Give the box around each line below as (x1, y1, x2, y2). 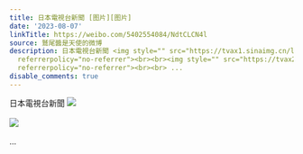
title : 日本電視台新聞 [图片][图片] (9, 13, 133, 23)
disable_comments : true (9, 72, 99, 81)
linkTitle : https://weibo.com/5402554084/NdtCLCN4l (9, 30, 207, 39)
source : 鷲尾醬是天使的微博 (9, 38, 103, 48)
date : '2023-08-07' (9, 22, 83, 31)
